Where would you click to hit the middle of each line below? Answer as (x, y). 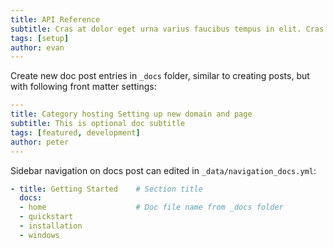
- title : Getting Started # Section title (106, 189)
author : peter (40, 142)
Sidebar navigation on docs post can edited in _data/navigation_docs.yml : (163, 170)
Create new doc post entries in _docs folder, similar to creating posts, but (160, 76)
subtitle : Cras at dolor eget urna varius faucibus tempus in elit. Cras (167, 29)
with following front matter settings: (83, 87)
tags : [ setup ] (40, 38)
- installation (51, 226)
